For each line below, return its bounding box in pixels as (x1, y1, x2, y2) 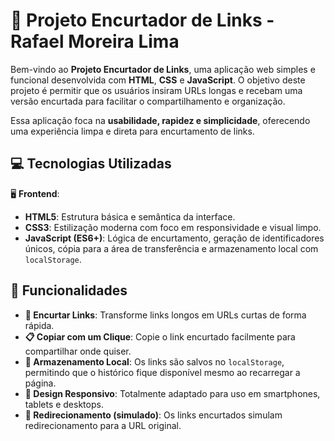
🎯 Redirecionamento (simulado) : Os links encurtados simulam (24, 409, 283, 421)
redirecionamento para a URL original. (24, 419, 182, 431)
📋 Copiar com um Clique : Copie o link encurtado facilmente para (24, 330, 296, 343)
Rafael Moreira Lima (10, 30, 180, 53)
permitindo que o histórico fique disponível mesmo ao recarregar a (24, 366, 301, 378)
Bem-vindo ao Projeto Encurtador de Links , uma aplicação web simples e (10, 63, 316, 75)
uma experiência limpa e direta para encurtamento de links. (10, 125, 255, 137)
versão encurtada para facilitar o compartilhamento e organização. (10, 95, 286, 107)
